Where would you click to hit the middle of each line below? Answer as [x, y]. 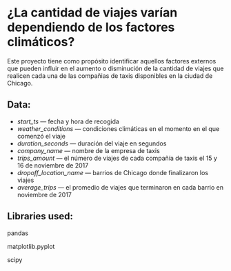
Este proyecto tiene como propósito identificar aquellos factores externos [112, 61]
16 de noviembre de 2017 [53, 165]
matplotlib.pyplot [31, 246]
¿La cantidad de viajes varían [92, 13]
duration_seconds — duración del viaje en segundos [92, 143]
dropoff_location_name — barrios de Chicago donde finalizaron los [113, 172]
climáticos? [41, 42]
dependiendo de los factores [91, 27]
